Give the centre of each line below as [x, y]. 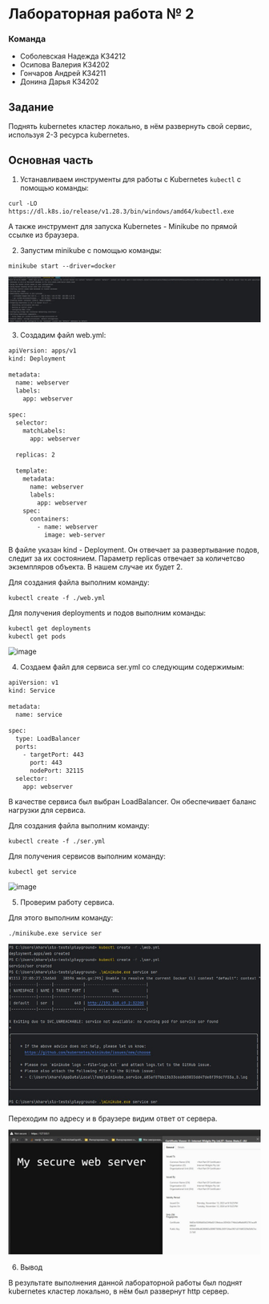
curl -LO [23, 204]
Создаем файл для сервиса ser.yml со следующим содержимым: [132, 666]
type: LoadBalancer [48, 739]
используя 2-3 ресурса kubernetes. [69, 135]
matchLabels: [44, 431]
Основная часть [51, 160]
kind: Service [32, 690]
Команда [27, 39]
